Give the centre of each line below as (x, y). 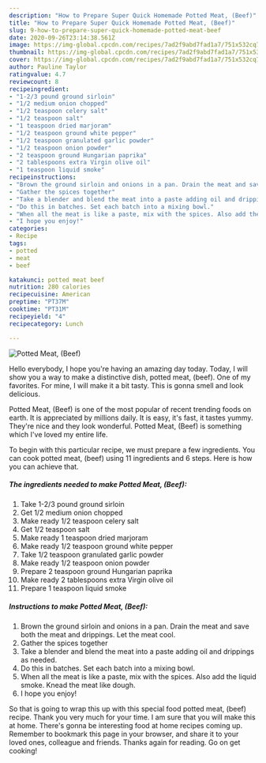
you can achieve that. (44, 466)
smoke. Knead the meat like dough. (78, 686)
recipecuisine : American (50, 295)
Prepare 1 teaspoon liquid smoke (73, 588)
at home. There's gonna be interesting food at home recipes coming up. (126, 726)
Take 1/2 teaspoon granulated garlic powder (92, 555)
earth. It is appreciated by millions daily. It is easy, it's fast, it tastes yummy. (131, 417)
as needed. (39, 660)
